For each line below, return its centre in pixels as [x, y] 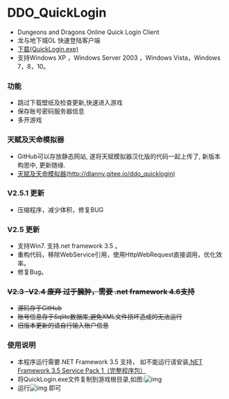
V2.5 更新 [24, 229]
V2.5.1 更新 [26, 193]
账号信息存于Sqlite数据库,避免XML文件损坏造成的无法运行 [100, 317]
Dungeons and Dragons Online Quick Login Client [88, 32]
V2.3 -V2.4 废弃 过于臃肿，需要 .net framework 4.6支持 [101, 292]
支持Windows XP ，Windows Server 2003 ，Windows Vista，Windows [119, 58]
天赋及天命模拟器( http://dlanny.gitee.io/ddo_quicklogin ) [96, 173]
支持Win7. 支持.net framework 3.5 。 [69, 246]
